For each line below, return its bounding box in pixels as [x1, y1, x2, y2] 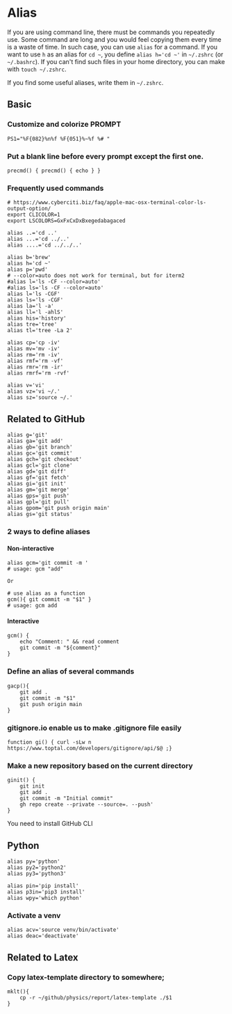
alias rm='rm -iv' [7, 352, 60, 359]
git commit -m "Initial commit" [19, 795, 113, 802]
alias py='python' [7, 858, 60, 865]
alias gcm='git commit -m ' [7, 559, 89, 567]
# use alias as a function [7, 590, 85, 597]
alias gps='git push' [7, 492, 70, 499]
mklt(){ [7, 988, 30, 995]
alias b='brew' [7, 254, 51, 261]
